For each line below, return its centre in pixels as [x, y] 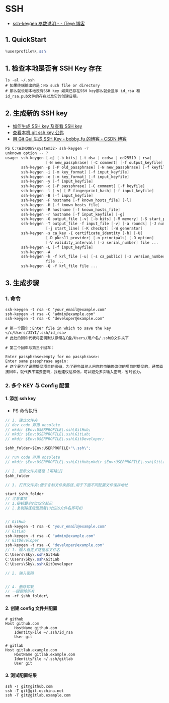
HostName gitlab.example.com [45, 655]
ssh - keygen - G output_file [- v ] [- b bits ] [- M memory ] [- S [84, 219]
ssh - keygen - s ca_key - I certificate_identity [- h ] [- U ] [82, 233]
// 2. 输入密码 [20, 573]
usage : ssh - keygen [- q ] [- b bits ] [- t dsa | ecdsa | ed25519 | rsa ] [78, 158]
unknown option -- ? [27, 153]
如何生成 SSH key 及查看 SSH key [47, 126]
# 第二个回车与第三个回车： [30, 348]
